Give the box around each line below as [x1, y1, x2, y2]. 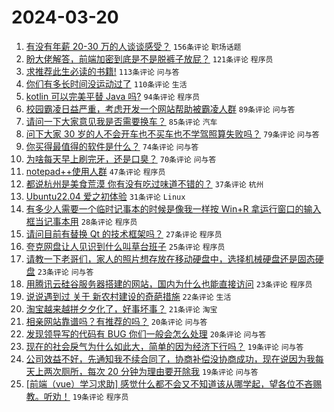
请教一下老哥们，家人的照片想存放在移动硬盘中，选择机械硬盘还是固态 [25, 252, 316, 265]
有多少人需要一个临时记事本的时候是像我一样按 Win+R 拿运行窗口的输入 [25, 202, 322, 215]
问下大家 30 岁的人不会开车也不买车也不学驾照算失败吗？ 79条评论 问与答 [25, 127, 320, 140]
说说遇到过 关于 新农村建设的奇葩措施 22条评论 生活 [25, 290, 232, 302]
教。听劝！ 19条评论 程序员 [25, 390, 129, 402]
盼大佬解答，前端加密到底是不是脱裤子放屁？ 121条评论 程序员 [25, 52, 274, 65]
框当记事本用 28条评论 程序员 [25, 215, 138, 227]
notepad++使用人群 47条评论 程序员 [25, 165, 166, 177]
